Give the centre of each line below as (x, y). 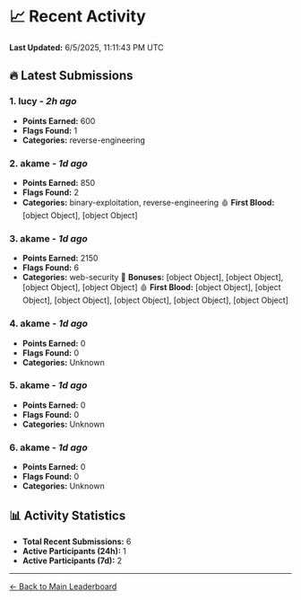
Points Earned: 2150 (60, 258)
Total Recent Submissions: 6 (77, 541)
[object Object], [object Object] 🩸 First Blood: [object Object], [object (151, 287)
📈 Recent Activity (77, 17)
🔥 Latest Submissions (71, 76)
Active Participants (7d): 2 (72, 560)
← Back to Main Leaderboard (63, 586)
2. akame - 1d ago (48, 163)
